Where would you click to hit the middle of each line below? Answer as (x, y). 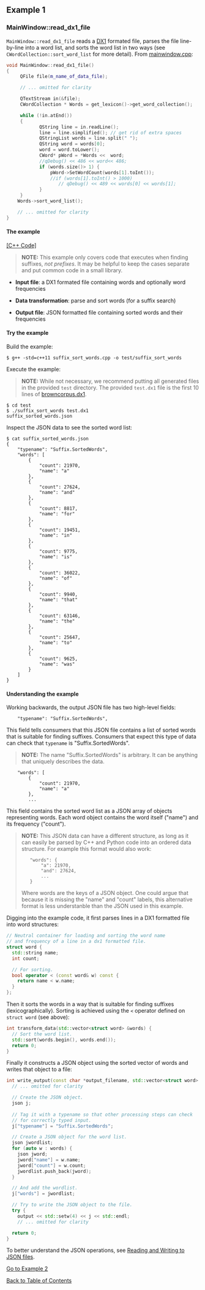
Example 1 (26, 10)
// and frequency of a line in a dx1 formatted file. (76, 942)
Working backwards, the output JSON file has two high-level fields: (91, 707)
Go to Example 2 (27, 1269)
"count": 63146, (60, 616)
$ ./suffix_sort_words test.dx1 (47, 411)
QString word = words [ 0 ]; (72, 144)
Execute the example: (34, 369)
